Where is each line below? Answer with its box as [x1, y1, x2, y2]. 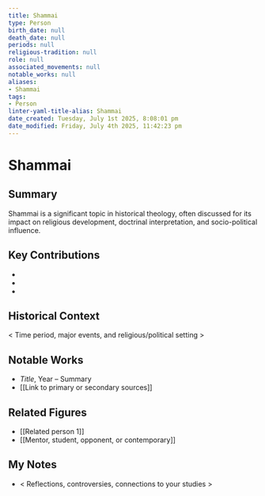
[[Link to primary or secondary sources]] [19, 383, 153, 392]
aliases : [8, 78, 37, 86]
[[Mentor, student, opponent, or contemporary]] [19, 435, 176, 444]
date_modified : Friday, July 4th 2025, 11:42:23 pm [8, 122, 182, 130]
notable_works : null [8, 71, 77, 78]
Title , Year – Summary [19, 374, 93, 384]
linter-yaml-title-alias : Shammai [8, 108, 123, 116]
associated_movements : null [8, 63, 101, 71]
